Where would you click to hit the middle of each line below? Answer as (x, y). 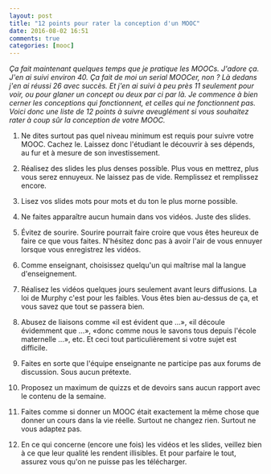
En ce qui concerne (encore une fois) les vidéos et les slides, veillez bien (141, 445)
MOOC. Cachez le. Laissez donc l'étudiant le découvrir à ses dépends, (138, 144)
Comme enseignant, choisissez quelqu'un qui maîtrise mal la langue (133, 265)
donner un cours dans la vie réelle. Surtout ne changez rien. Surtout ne (138, 421)
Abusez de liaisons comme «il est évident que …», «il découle (123, 322)
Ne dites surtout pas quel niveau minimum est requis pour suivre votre (137, 136)
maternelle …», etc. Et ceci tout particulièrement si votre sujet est (129, 339)
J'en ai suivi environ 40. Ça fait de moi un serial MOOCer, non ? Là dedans (133, 77)
